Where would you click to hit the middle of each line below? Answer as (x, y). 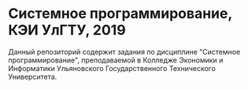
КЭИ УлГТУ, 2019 (67, 30)
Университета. (33, 77)
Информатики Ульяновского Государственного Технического (112, 68)
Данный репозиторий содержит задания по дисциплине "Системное (124, 52)
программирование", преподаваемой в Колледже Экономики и (116, 60)
